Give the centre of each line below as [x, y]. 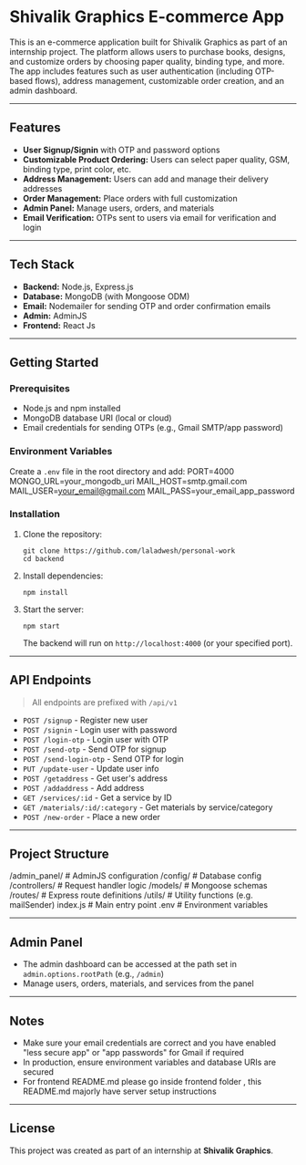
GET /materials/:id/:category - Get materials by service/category [148, 807]
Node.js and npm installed [71, 409]
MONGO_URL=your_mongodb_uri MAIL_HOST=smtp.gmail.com [128, 481]
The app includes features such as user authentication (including [131, 71]
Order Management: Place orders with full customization [130, 198]
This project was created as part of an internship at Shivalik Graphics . [142, 1150]
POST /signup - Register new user [85, 720]
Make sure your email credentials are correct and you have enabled [149, 1043]
